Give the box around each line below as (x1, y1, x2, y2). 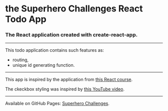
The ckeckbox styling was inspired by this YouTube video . (5, 86, 125, 92)
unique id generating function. (12, 62, 75, 68)
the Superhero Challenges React (5, 3, 143, 14)
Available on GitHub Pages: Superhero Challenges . (5, 101, 110, 107)
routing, (12, 57, 29, 63)
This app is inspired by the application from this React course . (5, 77, 133, 83)
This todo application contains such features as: (5, 47, 104, 53)
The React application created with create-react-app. (5, 31, 138, 38)
